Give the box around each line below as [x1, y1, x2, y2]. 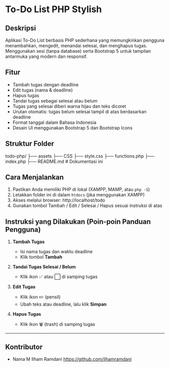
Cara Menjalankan [5, 173, 64, 182]
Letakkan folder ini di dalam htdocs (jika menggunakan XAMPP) [12, 192, 145, 198]
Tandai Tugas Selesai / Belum [12, 264, 76, 270]
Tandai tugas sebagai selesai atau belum [12, 97, 98, 104]
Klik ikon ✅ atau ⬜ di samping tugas [20, 274, 98, 280]
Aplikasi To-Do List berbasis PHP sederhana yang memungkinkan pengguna [5, 37, 164, 43]
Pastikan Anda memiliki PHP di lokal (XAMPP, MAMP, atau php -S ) [12, 186, 150, 192]
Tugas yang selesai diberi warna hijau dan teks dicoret [12, 103, 126, 109]
